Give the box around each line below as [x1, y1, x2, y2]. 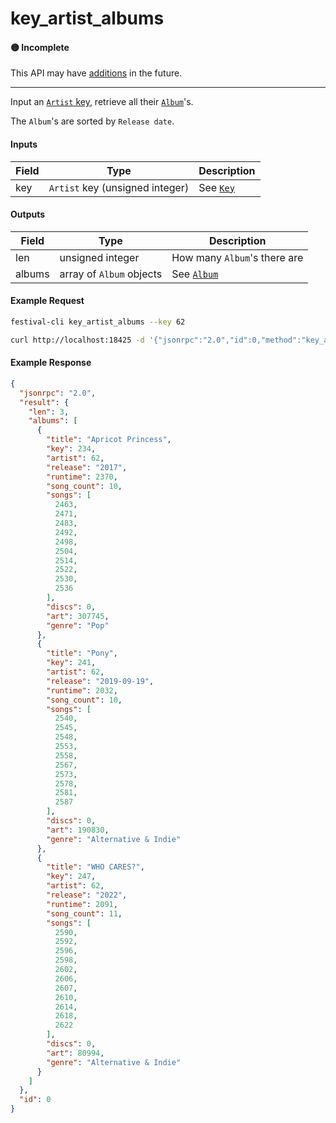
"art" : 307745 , [46, 611, 110, 621]
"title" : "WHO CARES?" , [46, 862, 145, 872]
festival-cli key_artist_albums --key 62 [10, 317, 186, 327]
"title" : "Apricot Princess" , [46, 435, 172, 445]
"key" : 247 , [46, 872, 97, 882]
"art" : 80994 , [46, 1048, 105, 1058]
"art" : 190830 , [46, 825, 110, 835]
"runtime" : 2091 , [46, 899, 118, 909]
